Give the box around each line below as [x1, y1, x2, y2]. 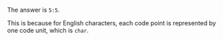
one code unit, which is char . [7, 27, 89, 34]
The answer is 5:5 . [7, 6, 60, 14]
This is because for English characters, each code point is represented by [7, 19, 217, 27]
